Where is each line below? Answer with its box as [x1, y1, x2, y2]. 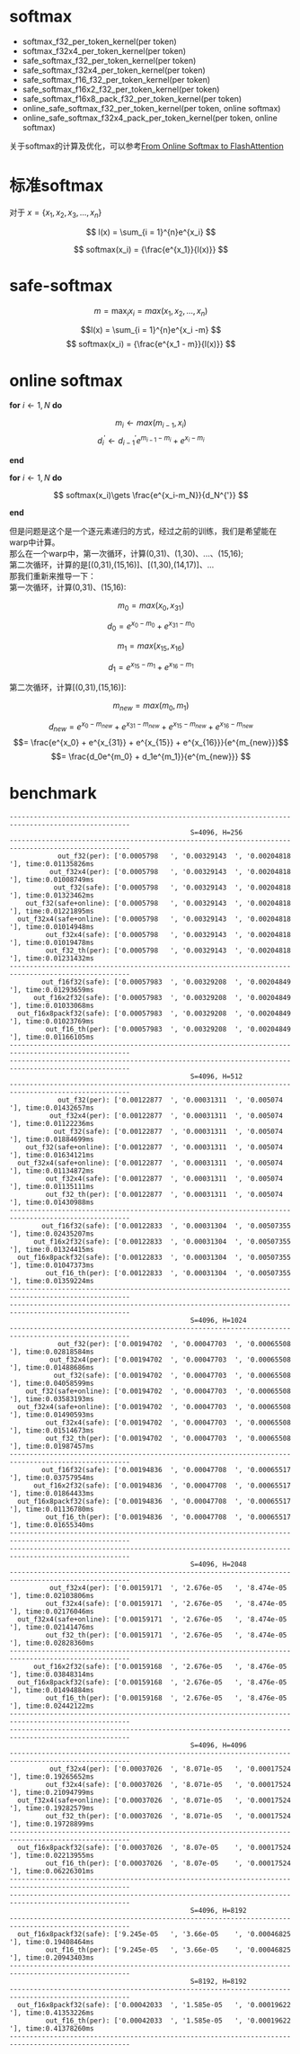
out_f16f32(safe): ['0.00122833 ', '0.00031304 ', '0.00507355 [41, 1221, 292, 1231]
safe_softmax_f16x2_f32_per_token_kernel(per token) [22, 84, 220, 94]
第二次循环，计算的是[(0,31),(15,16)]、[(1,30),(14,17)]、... [9, 559, 215, 570]
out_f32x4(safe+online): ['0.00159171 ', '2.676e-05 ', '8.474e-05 [17, 1615, 287, 1624]
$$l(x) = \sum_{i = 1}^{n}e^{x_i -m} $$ [80, 325, 222, 335]
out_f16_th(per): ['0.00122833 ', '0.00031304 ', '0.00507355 [45, 1269, 292, 1278]
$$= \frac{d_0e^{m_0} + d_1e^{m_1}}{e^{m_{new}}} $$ [50, 751, 251, 762]
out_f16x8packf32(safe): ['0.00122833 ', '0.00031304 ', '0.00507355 [17, 1253, 292, 1263]
